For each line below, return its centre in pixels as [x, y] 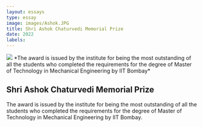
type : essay [21, 18]
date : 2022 [20, 34]
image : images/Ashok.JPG [38, 23]
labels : [16, 40]
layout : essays [26, 12]
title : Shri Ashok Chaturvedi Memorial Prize [65, 29]
